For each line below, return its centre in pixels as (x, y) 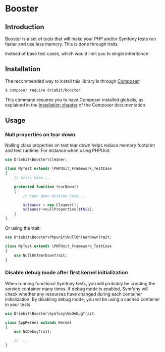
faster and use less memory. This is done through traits (61, 44)
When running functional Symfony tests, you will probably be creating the (80, 283)
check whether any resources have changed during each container (74, 294)
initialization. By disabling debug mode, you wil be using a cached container (82, 299)
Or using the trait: (23, 228)
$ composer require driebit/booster (43, 90)
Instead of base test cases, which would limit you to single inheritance (77, 53)
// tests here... (32, 178)
